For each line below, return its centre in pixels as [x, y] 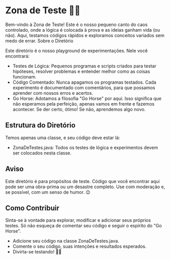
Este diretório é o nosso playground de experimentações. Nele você [77, 50]
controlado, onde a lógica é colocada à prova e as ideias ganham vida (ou [83, 30]
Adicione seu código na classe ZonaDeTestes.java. [66, 241]
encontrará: [17, 56]
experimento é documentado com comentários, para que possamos [84, 87]
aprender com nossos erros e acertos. [53, 93]
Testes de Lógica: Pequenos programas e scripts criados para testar [84, 66]
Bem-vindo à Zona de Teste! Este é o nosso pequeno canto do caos [76, 24]
